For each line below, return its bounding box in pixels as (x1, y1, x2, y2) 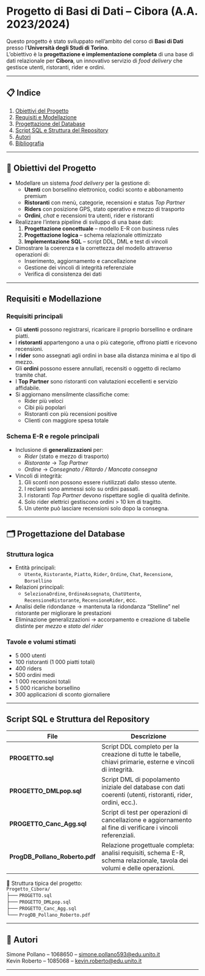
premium (24, 192, 47, 199)
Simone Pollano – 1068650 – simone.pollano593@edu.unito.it (6, 951, 160, 958)
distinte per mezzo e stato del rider (15, 623, 104, 630)
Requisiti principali (6, 312, 63, 320)
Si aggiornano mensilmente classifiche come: (15, 391, 130, 398)
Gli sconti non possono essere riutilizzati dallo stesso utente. (24, 478, 177, 486)
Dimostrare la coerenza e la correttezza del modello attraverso (15, 244, 173, 251)
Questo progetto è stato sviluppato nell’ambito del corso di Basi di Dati (6, 37, 184, 45)
